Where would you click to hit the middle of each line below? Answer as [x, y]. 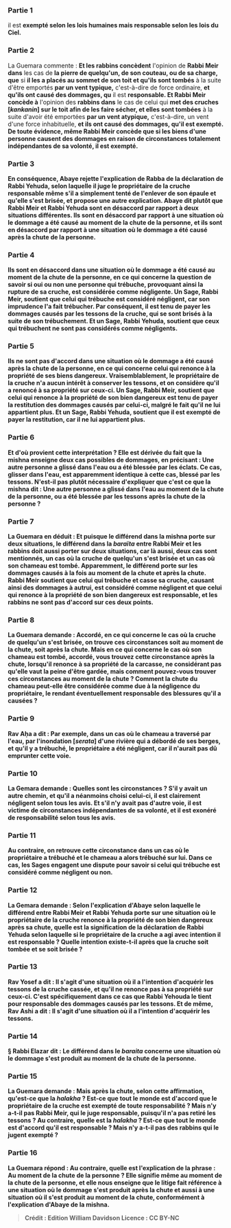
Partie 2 [21, 50]
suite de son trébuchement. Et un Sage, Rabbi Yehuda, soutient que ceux [114, 321]
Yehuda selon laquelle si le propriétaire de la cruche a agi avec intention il [114, 934]
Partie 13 [23, 967]
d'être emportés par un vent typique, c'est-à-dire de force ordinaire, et [109, 87]
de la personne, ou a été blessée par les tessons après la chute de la [107, 496]
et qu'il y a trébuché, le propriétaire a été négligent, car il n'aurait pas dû [113, 748]
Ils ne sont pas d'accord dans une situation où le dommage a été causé [111, 361]
